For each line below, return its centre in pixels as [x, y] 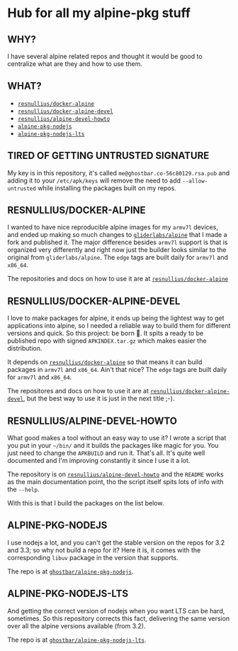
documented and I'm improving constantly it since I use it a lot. [99, 461]
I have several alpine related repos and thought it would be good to [105, 56]
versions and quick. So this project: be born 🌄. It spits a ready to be [106, 333]
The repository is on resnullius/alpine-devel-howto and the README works [116, 474]
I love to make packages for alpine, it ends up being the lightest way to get [116, 318]
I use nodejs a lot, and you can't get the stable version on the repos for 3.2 [116, 542]
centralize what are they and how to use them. [75, 64]
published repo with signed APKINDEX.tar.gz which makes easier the [107, 341]
